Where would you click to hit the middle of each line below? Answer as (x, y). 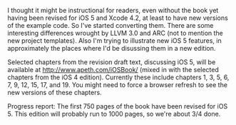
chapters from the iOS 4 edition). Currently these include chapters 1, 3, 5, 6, (118, 77)
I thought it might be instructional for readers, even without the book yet (113, 10)
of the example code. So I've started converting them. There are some (111, 25)
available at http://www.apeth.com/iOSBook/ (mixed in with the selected (113, 70)
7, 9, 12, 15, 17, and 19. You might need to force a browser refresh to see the (118, 85)
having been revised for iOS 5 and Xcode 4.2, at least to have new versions (118, 18)
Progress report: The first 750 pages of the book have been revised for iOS (118, 106)
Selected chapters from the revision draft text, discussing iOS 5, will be (112, 62)
